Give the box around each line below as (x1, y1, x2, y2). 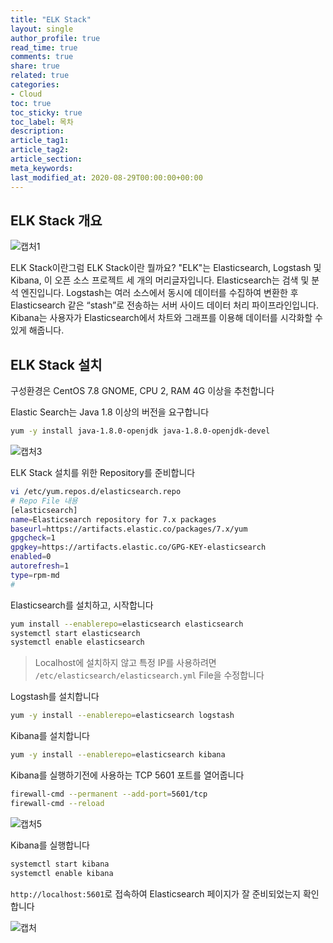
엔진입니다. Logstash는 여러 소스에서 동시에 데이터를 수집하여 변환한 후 (20, 287, 299, 299)
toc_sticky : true (10, 107, 83, 118)
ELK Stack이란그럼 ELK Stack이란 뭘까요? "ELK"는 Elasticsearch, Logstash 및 (10, 262, 322, 274)
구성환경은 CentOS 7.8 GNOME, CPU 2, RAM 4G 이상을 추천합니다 (10, 385, 275, 397)
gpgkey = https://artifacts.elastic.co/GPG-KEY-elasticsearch (10, 542, 267, 553)
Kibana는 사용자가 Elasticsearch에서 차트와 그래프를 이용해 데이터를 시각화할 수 (10, 312, 323, 324)
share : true (10, 61, 60, 71)
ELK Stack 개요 (10, 212, 103, 229)
